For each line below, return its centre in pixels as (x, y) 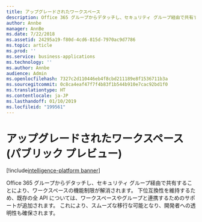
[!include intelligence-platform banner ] (53, 171)
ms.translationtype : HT (36, 90)
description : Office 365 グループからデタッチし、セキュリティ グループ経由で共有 (100, 17)
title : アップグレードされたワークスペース (54, 12)
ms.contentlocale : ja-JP (37, 96)
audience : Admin (26, 73)
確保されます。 (40, 213)
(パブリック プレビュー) (64, 153)
